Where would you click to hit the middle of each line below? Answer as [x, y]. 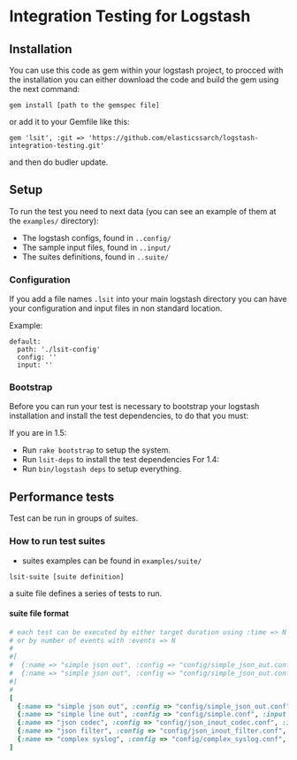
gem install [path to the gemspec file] [85, 105]
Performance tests [62, 496]
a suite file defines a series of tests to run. [86, 593]
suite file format [39, 614]
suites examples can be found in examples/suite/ [111, 561]
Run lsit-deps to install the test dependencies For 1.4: [120, 460]
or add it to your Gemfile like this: [69, 122]
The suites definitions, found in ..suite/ [95, 256]
